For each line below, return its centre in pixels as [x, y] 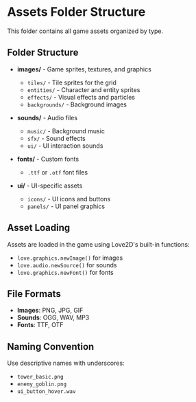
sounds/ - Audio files [47, 118]
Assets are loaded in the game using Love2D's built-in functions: [98, 244]
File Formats [34, 294]
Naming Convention [51, 347]
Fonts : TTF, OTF [40, 325]
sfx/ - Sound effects [56, 138]
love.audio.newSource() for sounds [67, 265]
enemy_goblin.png [42, 384]
